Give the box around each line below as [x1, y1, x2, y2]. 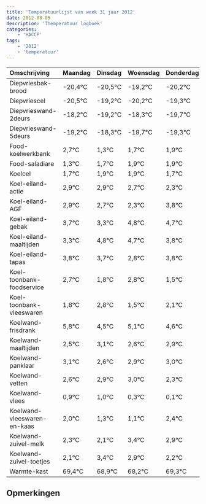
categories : [6, 26, 37, 33]
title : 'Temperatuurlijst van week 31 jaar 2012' [6, 9, 136, 15]
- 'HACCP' [17, 32, 43, 38]
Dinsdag [96, 68, 121, 77]
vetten [9, 379, 28, 387]
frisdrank [9, 326, 36, 335]
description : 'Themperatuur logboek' [6, 20, 103, 26]
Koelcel [9, 169, 31, 178]
